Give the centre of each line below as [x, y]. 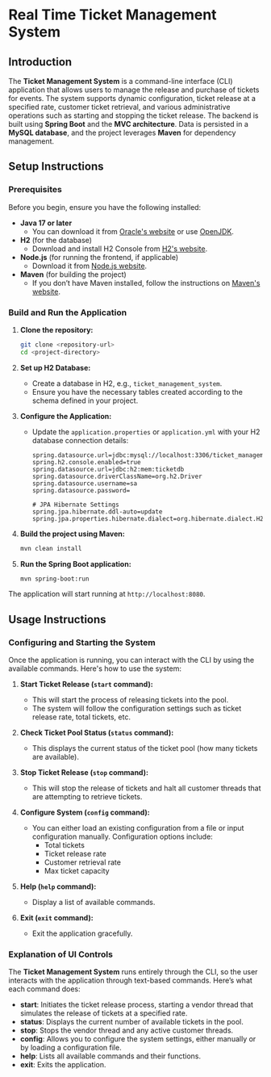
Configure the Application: [66, 416]
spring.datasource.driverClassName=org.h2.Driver [117, 476]
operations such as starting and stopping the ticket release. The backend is [133, 115]
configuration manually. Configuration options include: [123, 836]
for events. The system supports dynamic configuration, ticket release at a [132, 98]
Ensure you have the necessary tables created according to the [138, 392]
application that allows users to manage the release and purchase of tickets [134, 90]
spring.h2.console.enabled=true [86, 462]
